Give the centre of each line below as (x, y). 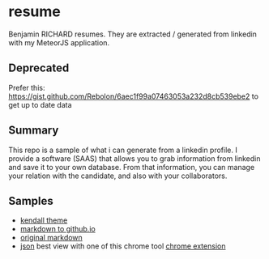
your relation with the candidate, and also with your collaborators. (118, 176)
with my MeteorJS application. (59, 42)
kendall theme (44, 220)
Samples (31, 201)
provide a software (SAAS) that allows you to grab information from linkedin (134, 158)
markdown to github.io (58, 229)
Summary (34, 131)
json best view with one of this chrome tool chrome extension (123, 246)
